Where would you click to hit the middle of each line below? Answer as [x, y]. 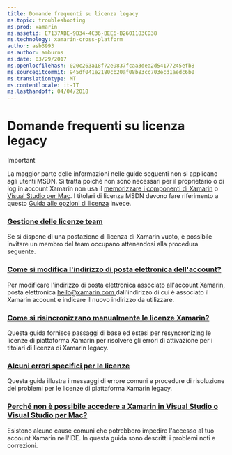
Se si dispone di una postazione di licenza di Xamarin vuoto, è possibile [110, 237]
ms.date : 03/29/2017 [37, 59]
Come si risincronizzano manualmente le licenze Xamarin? [108, 318]
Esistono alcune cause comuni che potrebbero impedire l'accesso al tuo [111, 431]
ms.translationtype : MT [42, 79]
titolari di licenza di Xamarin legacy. [58, 348]
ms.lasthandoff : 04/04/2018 [48, 91]
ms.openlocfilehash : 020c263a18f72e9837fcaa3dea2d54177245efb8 [101, 66]
